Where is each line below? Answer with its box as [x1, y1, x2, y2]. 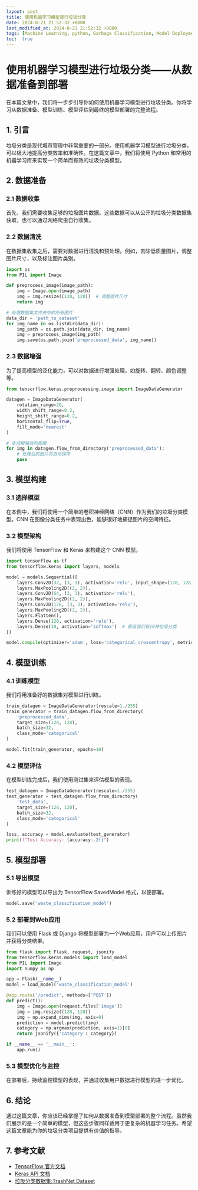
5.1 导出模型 [6, 874, 40, 882]
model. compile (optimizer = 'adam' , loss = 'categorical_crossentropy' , [6, 640, 176, 646]
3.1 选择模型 [6, 493, 40, 502]
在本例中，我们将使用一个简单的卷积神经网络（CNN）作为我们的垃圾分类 [6, 508, 183, 515]
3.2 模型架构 [6, 532, 42, 540]
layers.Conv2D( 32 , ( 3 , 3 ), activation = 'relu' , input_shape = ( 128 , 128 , [16, 580, 194, 586]
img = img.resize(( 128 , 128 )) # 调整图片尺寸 [16, 293, 128, 300]
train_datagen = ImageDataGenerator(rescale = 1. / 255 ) [6, 703, 138, 709]
